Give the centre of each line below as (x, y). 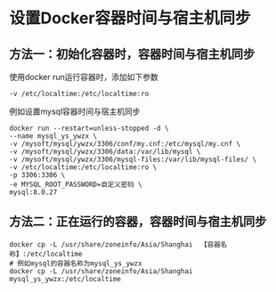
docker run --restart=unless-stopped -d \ (89, 128)
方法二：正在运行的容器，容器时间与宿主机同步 (138, 222)
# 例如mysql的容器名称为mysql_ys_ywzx (76, 264)
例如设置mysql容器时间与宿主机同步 (75, 111)
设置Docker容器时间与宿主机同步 (130, 18)
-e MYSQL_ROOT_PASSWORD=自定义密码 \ (76, 184)
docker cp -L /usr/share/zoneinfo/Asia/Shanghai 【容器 (115, 244)
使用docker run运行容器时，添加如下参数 (84, 77)
